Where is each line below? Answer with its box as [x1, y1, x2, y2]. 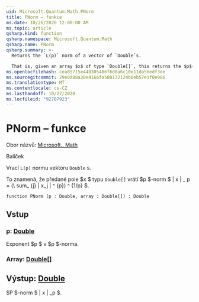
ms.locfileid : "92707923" [6, 96, 70, 102]
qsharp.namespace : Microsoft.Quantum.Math [6, 36, 113, 42]
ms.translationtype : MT [6, 80, 65, 86]
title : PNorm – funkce [6, 14, 62, 20]
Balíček [6, 152, 24, 160]
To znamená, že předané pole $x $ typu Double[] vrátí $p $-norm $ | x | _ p [6, 176, 191, 183]
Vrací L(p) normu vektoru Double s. [6, 164, 92, 171]
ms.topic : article [6, 25, 52, 31]
